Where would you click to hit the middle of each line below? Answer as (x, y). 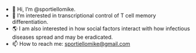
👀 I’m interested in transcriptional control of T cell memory (84, 15)
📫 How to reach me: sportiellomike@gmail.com (71, 44)
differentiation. (30, 22)
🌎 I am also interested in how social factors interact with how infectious (101, 29)
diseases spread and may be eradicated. (62, 37)
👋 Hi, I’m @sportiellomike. (44, 9)
